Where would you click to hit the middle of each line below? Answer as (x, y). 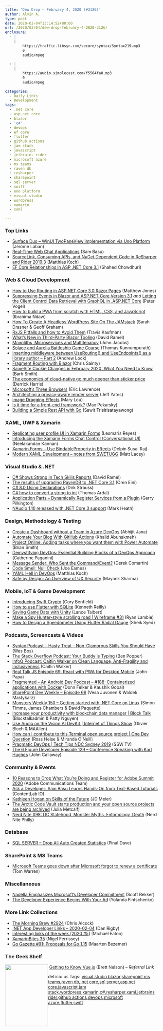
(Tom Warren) (26, 871)
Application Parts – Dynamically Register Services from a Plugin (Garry (83, 498)
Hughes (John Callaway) (37, 755)
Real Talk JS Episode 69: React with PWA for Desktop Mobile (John (80, 672)
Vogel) (19, 306)
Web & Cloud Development (37, 280)
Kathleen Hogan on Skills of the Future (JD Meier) (62, 799)
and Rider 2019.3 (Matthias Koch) (45, 262)
